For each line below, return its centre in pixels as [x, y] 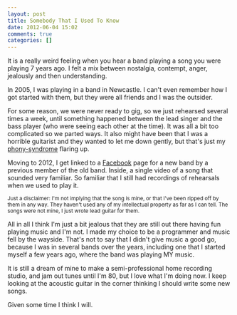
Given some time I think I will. [50, 305]
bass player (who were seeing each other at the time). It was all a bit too [113, 126]
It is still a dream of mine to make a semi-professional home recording [110, 269]
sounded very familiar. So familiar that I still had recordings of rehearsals [114, 178]
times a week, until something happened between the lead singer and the [115, 119]
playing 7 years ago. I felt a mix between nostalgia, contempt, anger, [107, 68]
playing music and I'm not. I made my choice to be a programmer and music [119, 232]
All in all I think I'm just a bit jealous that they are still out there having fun [114, 224]
